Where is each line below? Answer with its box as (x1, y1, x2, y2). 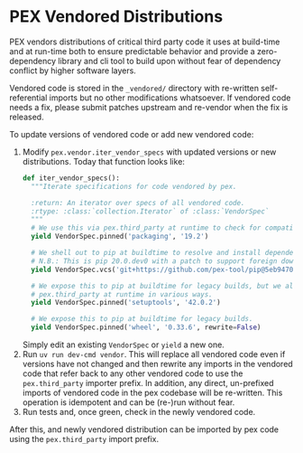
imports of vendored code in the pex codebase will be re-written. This (22, 387, 283, 399)
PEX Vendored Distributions (9, 6, 224, 27)
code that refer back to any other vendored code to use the (22, 368, 243, 379)
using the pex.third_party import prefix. (9, 434, 160, 445)
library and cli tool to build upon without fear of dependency (58, 55, 281, 66)
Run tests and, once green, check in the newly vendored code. (22, 407, 256, 418)
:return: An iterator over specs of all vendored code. (31, 198, 245, 207)
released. (9, 111, 44, 122)
